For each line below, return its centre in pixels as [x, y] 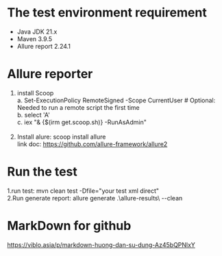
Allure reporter [50, 74]
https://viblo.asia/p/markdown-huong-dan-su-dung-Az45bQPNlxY [101, 244]
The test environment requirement [107, 13]
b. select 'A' [33, 115]
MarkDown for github [69, 226]
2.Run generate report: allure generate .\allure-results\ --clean [95, 198]
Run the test [42, 172]
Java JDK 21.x [37, 32]
